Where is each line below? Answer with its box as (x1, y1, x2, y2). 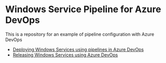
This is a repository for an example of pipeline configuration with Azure (5, 31, 154, 37)
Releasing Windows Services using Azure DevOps (12, 52, 118, 58)
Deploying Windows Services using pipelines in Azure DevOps (12, 46, 144, 52)
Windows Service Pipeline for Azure (5, 4, 161, 15)
